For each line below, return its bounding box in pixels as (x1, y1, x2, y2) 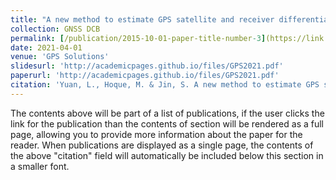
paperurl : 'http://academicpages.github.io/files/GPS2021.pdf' (10, 71, 280, 81)
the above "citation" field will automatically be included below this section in (10, 149, 324, 161)
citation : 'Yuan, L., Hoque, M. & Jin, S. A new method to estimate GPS (10, 80, 320, 90)
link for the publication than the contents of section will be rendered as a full (10, 117, 324, 130)
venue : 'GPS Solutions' (10, 52, 110, 62)
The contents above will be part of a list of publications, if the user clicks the (10, 107, 325, 119)
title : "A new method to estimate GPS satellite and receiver (10, 14, 275, 25)
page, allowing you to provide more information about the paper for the (10, 128, 303, 140)
